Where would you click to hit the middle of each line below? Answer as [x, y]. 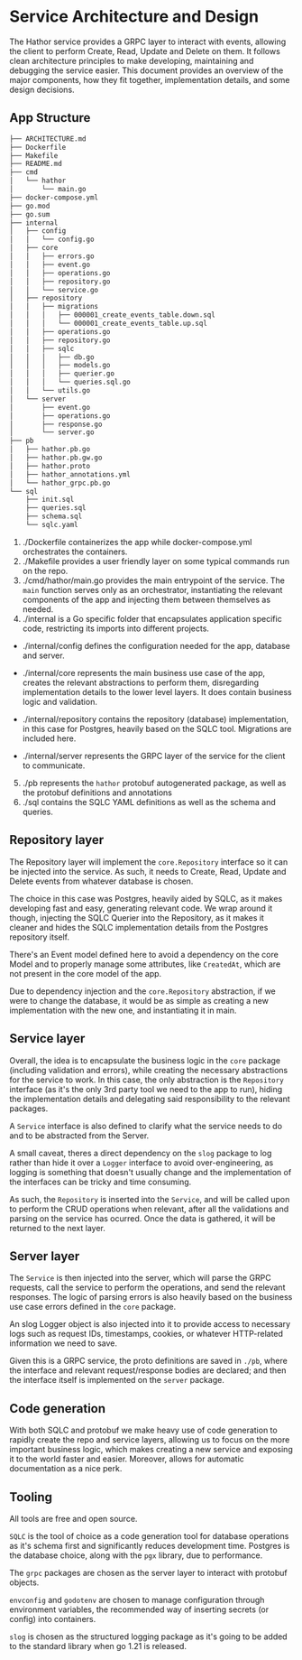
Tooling [31, 1497]
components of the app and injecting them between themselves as [146, 599]
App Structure [50, 118]
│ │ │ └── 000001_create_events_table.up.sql [108, 323]
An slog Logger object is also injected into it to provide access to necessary [150, 1324]
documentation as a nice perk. [66, 1469]
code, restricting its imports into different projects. [116, 628]
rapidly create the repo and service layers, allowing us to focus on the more [150, 1440]
